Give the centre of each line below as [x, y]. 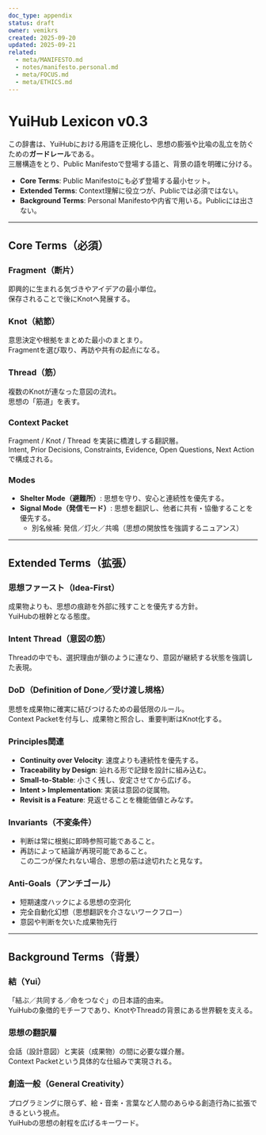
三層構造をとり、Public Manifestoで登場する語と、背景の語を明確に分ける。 [132, 164]
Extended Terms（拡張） [70, 563]
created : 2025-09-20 [42, 38]
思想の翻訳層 [33, 1033]
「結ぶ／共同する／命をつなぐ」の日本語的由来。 [88, 1000]
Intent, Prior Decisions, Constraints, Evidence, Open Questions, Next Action [131, 450]
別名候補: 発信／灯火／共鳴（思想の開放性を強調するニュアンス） [137, 528]
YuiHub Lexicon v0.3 [78, 121]
